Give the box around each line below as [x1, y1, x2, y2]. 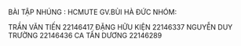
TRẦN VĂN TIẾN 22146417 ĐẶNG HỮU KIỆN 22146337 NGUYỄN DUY [8, 23, 233, 31]
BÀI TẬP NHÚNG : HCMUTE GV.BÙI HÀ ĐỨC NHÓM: [8, 8, 177, 16]
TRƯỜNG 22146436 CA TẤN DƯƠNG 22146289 [8, 31, 162, 40]
